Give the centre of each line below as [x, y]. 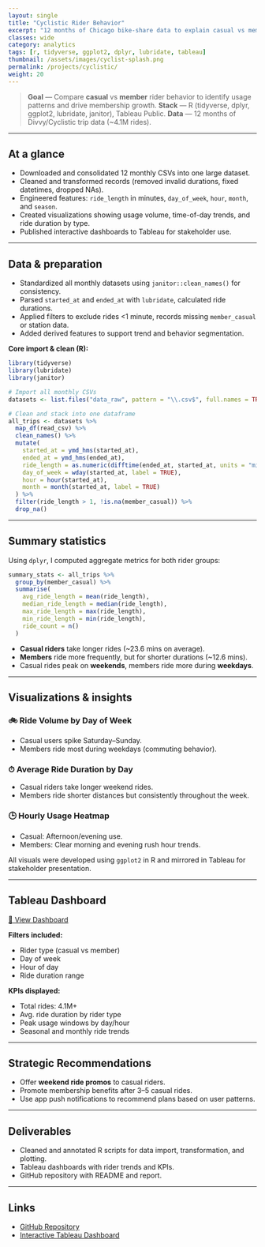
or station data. [44, 325]
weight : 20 [26, 74]
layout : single [33, 15]
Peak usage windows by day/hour [75, 1023]
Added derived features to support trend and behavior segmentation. [132, 333]
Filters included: [35, 935]
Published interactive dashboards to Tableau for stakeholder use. [125, 232]
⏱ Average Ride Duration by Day [71, 769]
